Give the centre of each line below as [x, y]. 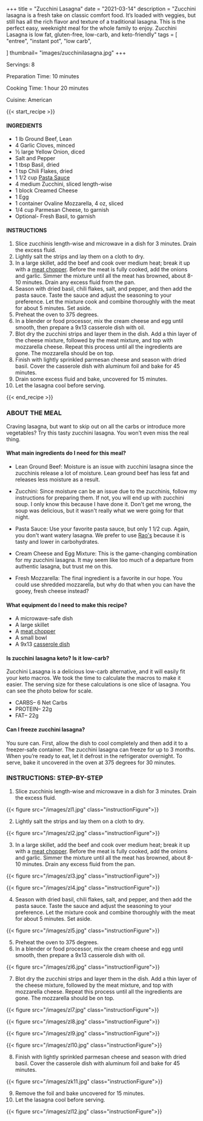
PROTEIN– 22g [34, 709]
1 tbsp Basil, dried [37, 165]
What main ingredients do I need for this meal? [66, 453]
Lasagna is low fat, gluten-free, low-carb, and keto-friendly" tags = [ [92, 35]
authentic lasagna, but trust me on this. [64, 566]
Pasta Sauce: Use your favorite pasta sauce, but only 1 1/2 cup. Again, [102, 529]
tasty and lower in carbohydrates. [57, 541]
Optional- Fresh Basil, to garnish [55, 216]
